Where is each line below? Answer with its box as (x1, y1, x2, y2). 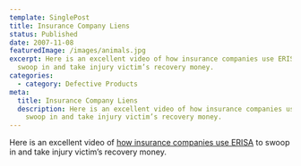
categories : (9, 71, 54, 80)
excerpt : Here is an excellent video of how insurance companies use (9, 54, 275, 63)
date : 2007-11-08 (9, 37, 74, 47)
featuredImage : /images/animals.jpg (9, 46, 146, 55)
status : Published (9, 29, 78, 38)
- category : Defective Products (17, 79, 139, 88)
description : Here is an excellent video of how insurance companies (17, 104, 282, 113)
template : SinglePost (9, 12, 90, 22)
